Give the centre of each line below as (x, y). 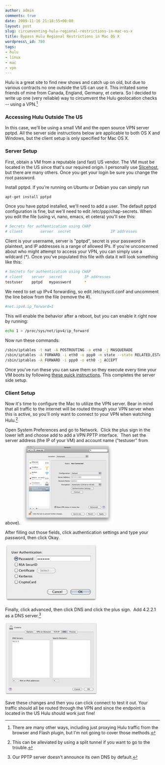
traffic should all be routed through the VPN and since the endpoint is (75, 708)
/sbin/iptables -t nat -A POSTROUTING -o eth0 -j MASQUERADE (69, 350)
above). (13, 523)
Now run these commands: (32, 340)
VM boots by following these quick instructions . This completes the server (80, 375)
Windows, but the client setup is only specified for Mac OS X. (67, 138)
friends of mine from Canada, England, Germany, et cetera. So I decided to (81, 93)
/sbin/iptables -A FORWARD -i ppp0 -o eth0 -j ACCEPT (61, 361)
